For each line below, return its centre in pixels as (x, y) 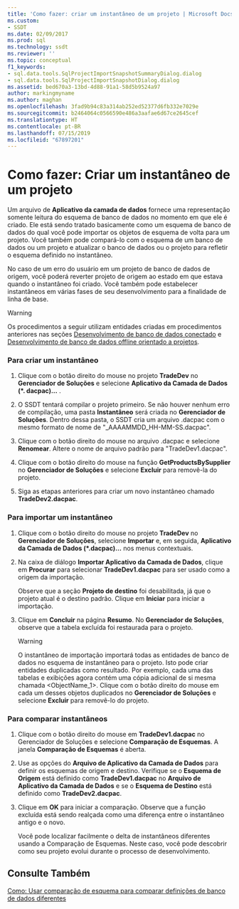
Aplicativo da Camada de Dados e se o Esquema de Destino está (115, 786)
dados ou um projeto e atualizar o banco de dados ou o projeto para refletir (118, 248)
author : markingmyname (41, 93)
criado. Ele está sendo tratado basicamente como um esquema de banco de (119, 225)
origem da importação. (51, 577)
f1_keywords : (27, 67)
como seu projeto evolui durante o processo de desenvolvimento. (114, 851)
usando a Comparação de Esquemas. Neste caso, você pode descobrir (122, 844)
